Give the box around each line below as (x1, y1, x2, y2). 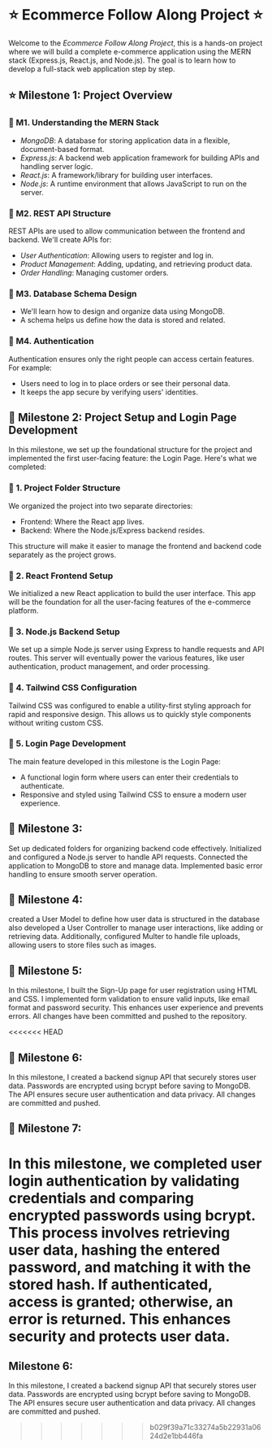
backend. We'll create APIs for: (8, 234, 112, 244)
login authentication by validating (8, 1172, 240, 1190)
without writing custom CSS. (8, 718, 104, 728)
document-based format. (19, 144, 105, 154)
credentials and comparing (8, 1189, 195, 1207)
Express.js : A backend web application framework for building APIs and (19, 153, 260, 163)
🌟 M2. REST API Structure (8, 207, 111, 219)
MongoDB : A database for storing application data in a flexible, (19, 135, 231, 146)
